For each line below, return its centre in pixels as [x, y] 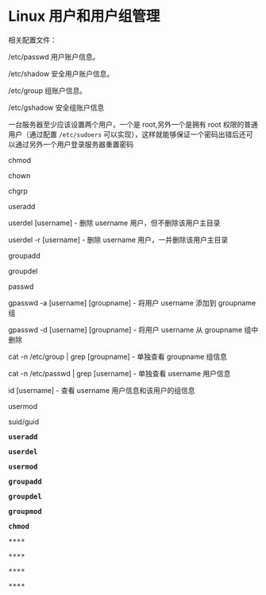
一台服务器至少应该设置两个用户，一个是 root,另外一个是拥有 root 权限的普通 [133, 124]
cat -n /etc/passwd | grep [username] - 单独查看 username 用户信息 [120, 373]
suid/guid [24, 422]
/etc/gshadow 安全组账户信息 [56, 107]
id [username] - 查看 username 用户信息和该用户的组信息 [102, 390]
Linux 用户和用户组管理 [84, 16]
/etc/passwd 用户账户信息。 [54, 56]
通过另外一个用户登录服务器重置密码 [74, 144]
